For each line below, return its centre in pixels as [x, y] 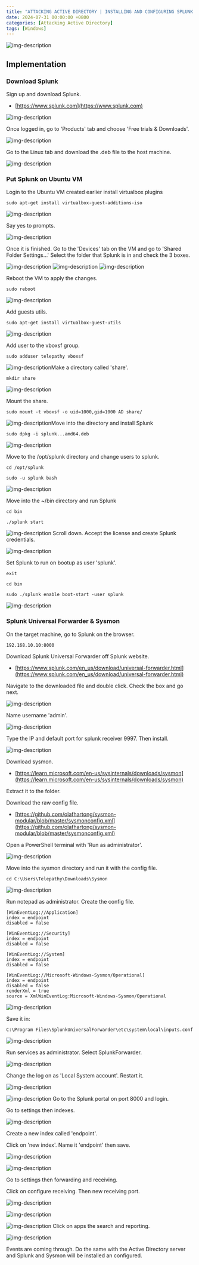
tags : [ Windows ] [26, 28]
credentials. [21, 540]
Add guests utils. [27, 312]
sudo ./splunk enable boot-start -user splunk [65, 595]
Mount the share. [27, 401]
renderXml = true [28, 991]
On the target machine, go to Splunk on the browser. [71, 634]
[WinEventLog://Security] [38, 933]
